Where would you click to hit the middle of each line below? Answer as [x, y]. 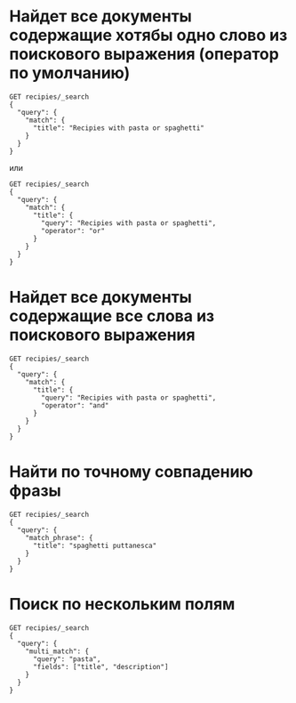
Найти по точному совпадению [131, 472]
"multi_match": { [57, 651]
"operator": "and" [75, 405]
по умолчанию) [70, 73]
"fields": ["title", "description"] [100, 667]
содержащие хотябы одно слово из [148, 35]
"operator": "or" [73, 230]
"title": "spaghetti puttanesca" [95, 545]
